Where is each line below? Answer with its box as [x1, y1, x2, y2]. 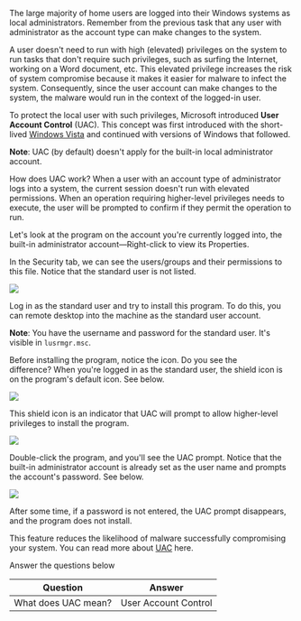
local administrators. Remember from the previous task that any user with [9, 17, 282, 28]
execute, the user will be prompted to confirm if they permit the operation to [9, 202, 292, 213]
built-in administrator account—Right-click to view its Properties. [9, 239, 250, 249]
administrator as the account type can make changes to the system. [9, 27, 262, 37]
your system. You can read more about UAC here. [9, 542, 194, 553]
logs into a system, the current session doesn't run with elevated [9, 183, 250, 193]
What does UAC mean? [14, 597, 113, 608]
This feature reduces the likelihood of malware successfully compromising [9, 533, 287, 543]
